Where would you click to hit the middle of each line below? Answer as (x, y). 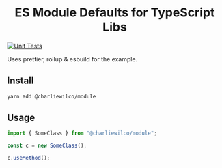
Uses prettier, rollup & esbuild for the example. (72, 59)
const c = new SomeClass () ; (47, 146)
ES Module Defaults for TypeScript (115, 13)
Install (20, 81)
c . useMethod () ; (29, 158)
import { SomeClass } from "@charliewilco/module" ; (82, 134)
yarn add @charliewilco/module (52, 96)
